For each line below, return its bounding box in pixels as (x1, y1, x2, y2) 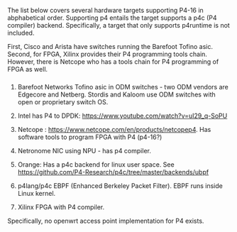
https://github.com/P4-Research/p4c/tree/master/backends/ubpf (17, 167, 209, 176)
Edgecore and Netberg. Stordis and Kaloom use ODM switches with (17, 90, 216, 99)
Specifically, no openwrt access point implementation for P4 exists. (7, 216, 204, 225)
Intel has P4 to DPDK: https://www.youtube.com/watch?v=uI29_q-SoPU (17, 111, 228, 120)
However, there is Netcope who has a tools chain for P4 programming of (7, 57, 219, 66)
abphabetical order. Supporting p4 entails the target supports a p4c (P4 (7, 13, 218, 22)
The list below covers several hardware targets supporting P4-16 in (7, 6, 204, 14)
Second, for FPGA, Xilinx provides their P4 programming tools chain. (7, 50, 208, 58)
